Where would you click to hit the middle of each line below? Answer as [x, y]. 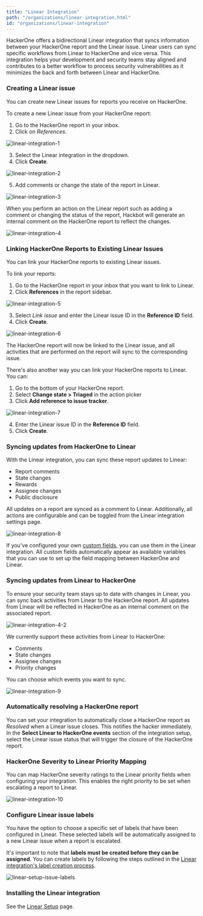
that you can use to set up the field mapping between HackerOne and [93, 558]
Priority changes [35, 667]
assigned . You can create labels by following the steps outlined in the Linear [101, 859]
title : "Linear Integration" [43, 12]
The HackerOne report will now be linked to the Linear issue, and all [91, 345]
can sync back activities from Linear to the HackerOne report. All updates [98, 600]
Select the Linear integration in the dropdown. [72, 155]
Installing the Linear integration [53, 893]
